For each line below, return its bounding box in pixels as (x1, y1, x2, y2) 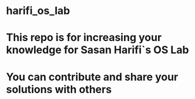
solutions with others (6, 83, 112, 96)
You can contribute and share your (6, 70, 179, 83)
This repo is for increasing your (6, 31, 162, 45)
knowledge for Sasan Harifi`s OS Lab (6, 43, 189, 57)
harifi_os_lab (6, 4, 70, 18)
